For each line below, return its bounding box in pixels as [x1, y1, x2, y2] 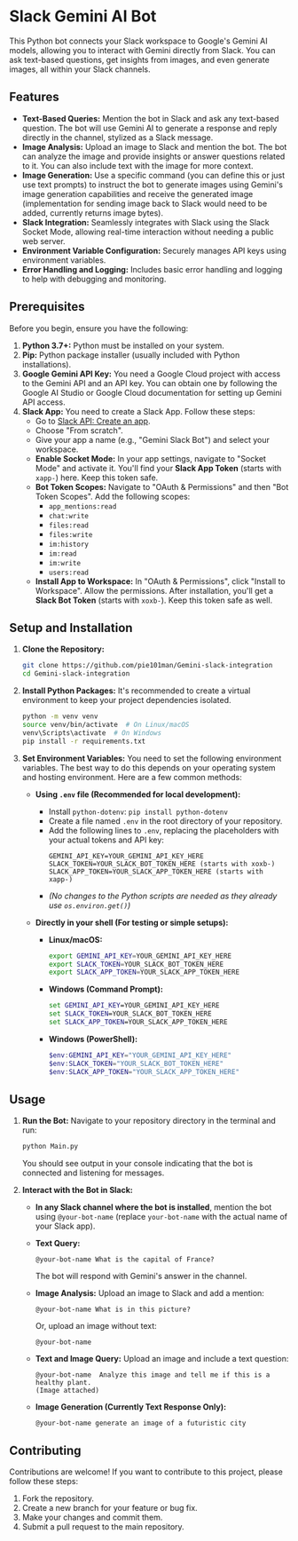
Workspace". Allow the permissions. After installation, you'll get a [35, 585, 273, 596]
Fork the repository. [21, 1493, 95, 1504]
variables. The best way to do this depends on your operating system [21, 762, 277, 773]
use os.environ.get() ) [48, 899, 131, 911]
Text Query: [35, 1238, 81, 1249]
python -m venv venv [21, 712, 98, 721]
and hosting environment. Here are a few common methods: [21, 771, 242, 782]
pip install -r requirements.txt [21, 737, 146, 746]
